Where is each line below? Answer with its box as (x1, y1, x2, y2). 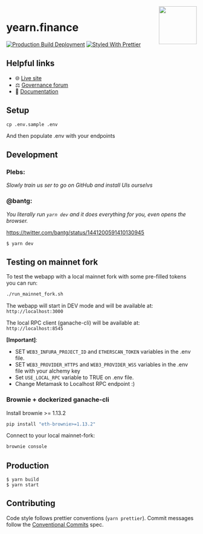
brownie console (6, 444, 47, 450)
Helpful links (6, 58, 55, 69)
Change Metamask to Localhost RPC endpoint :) (14, 380, 135, 388)
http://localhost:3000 (6, 309, 63, 315)
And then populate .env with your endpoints (6, 132, 115, 139)
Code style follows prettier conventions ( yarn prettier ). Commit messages (6, 514, 194, 521)
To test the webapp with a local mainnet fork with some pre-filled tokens (6, 273, 187, 280)
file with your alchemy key (14, 367, 80, 375)
